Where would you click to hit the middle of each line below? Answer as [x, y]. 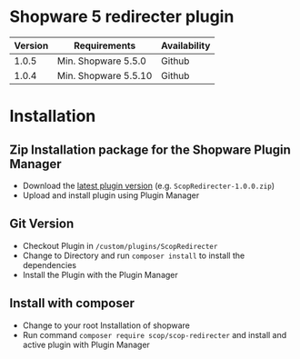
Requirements [105, 45]
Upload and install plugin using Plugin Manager [111, 195]
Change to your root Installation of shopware [106, 325]
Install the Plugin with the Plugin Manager [100, 274]
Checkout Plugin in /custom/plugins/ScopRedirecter [120, 245]
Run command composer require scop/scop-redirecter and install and [155, 334]
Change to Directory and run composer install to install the [134, 255]
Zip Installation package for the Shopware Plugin [150, 150]
